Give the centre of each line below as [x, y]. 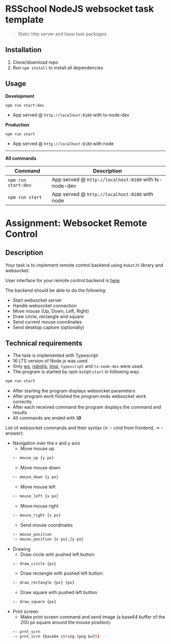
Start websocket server [37, 300]
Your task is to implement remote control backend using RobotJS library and [84, 265]
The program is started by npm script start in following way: [76, 372]
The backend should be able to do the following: [56, 290]
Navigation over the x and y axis [46, 443]
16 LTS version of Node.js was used [50, 361]
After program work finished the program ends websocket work [79, 397]
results [20, 413]
